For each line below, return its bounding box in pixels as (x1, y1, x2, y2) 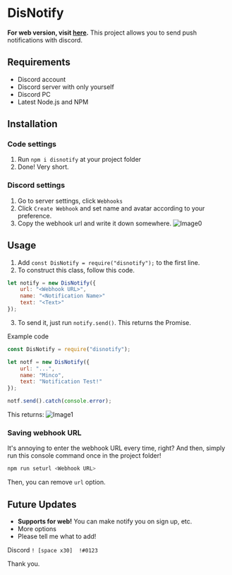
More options (17, 525, 56, 533)
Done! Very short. (17, 162, 69, 171)
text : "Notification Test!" (20, 378, 102, 386)
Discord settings (7, 180, 66, 190)
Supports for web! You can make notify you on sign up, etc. (17, 517, 193, 526)
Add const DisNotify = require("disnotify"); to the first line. (17, 258, 200, 266)
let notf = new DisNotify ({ (7, 358, 90, 365)
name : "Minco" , (20, 372, 65, 379)
